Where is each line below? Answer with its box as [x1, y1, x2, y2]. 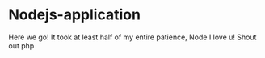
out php [8, 40, 35, 50]
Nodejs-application [8, 6, 141, 24]
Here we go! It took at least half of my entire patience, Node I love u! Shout [8, 32, 257, 42]
